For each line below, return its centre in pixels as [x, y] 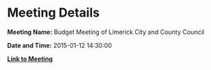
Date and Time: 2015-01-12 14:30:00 [59, 45]
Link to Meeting [30, 59]
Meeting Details [54, 13]
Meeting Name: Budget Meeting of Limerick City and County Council [106, 32]
